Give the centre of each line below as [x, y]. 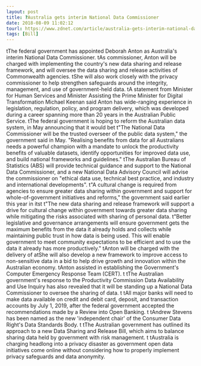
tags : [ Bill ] [22, 34]
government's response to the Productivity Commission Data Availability [95, 280]
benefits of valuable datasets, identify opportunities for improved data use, [98, 153]
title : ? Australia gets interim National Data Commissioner [83, 17]
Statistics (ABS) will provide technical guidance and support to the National [99, 166]
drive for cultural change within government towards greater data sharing [97, 210]
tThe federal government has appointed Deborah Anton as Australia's [92, 51]
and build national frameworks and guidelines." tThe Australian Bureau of [96, 159]
